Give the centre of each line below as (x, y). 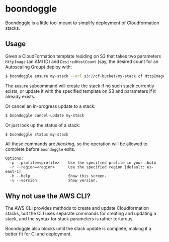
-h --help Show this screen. (58, 176)
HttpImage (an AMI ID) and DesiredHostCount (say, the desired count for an (82, 62)
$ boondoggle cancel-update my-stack (45, 115)
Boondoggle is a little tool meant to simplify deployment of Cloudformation (82, 23)
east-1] (13, 172)
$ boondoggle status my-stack (37, 134)
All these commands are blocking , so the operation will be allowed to (76, 144)
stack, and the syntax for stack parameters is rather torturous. (70, 219)
